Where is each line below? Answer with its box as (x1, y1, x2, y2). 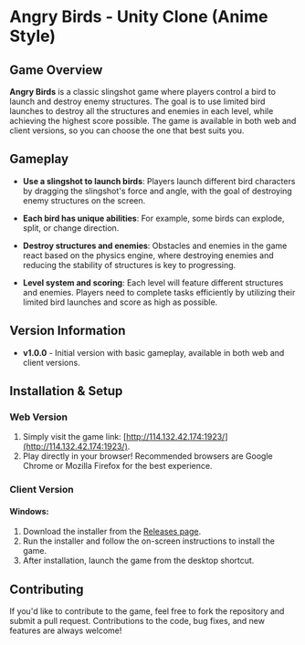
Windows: (9, 505, 49, 516)
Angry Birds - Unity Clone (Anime (9, 6, 268, 27)
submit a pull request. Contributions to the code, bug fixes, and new (9, 616, 265, 627)
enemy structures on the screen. (22, 194, 146, 206)
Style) (9, 26, 57, 47)
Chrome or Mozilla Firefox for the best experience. (22, 461, 213, 472)
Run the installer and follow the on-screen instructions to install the (22, 536, 276, 546)
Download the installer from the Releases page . (22, 526, 202, 537)
